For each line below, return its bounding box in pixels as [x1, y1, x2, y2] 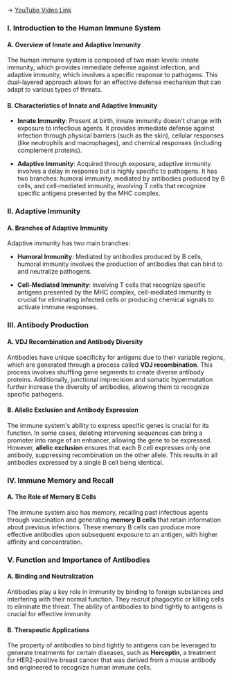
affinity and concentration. [7, 538, 83, 546]
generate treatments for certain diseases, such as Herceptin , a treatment [7, 649, 216, 657]
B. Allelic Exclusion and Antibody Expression [7, 406, 139, 414]
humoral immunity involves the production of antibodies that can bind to [17, 260, 223, 268]
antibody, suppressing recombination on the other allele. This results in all [7, 451, 218, 459]
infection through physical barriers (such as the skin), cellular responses [17, 131, 224, 140]
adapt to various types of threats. [7, 85, 102, 94]
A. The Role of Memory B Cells [7, 493, 97, 501]
